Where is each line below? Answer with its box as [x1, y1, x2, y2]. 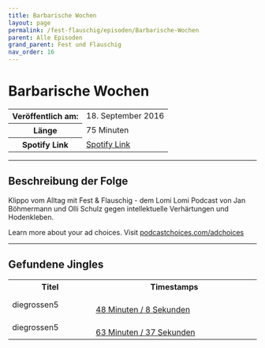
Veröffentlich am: [12, 110, 79, 122]
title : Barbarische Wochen [8, 11, 97, 20]
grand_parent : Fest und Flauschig [8, 41, 122, 49]
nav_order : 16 [8, 48, 55, 56]
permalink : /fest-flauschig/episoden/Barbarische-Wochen [8, 26, 200, 34]
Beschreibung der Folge [8, 174, 129, 188]
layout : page [8, 19, 51, 27]
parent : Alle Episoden [8, 33, 83, 42]
